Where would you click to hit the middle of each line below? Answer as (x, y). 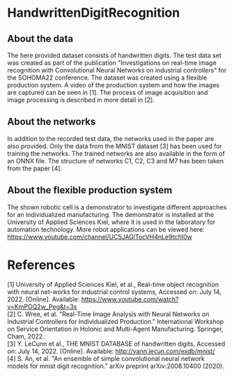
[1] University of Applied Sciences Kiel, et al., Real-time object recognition (113, 284)
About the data (40, 39)
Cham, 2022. (26, 336)
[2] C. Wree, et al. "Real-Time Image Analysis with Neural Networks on (108, 314)
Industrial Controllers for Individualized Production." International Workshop (116, 321)
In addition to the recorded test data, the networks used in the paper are (111, 138)
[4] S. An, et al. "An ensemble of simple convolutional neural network (106, 358)
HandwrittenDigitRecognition (94, 13)
